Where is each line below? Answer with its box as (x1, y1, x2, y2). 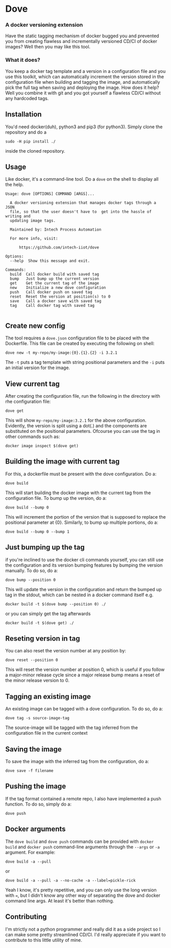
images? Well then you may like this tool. (5, 44, 91, 50)
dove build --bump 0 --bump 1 (5, 529, 70, 534)
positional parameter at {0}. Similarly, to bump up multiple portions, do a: (5, 519, 158, 525)
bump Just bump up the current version (10, 276, 100, 281)
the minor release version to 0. (5, 677, 70, 684)
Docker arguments (5, 825, 66, 834)
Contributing (5, 912, 47, 921)
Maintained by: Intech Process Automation (10, 227, 102, 232)
